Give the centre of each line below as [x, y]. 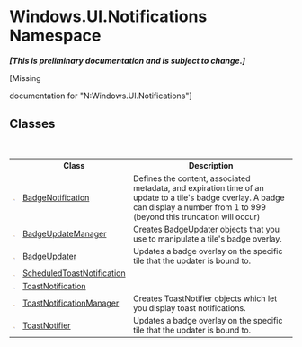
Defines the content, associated [192, 178]
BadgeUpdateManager [64, 234]
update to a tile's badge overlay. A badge [209, 197]
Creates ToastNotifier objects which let [205, 298]
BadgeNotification [56, 197]
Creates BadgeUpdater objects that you [207, 229]
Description [211, 166]
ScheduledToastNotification [74, 273]
